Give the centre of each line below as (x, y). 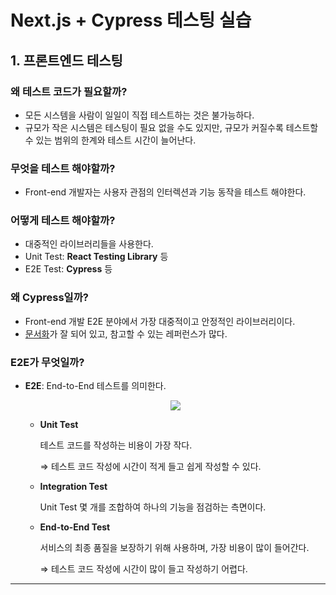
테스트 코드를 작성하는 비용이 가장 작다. (116, 445)
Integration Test (73, 487)
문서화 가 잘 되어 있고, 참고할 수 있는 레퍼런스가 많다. (126, 333)
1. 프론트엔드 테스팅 (66, 60)
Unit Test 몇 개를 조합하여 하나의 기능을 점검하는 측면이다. (153, 507)
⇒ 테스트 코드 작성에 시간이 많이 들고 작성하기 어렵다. (143, 569)
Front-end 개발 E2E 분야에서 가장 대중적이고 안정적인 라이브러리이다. (160, 321)
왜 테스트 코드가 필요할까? (69, 91)
